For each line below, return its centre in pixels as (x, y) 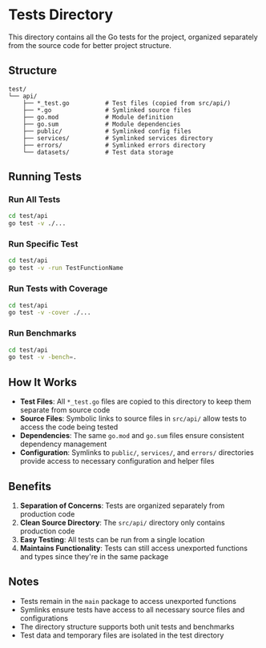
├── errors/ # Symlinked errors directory (114, 145)
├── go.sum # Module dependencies (102, 124)
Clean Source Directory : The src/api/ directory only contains (123, 522)
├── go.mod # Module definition (98, 117)
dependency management (63, 444)
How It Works (43, 382)
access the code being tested (69, 427)
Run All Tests (34, 199)
